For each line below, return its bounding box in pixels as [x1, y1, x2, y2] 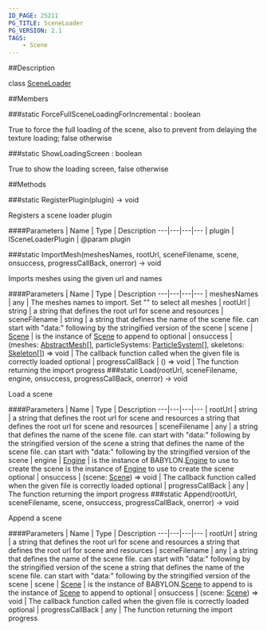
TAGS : [8, 33, 26, 42]
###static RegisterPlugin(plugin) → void [8, 195, 139, 205]
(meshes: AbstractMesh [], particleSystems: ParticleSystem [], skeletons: [8, 340, 245, 350]
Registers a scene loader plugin [8, 210, 112, 220]
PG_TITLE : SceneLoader [8, 19, 84, 27]
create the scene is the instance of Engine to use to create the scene [8, 464, 234, 474]
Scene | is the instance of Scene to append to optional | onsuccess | [8, 331, 233, 341]
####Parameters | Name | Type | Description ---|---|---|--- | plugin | [8, 226, 234, 236]
